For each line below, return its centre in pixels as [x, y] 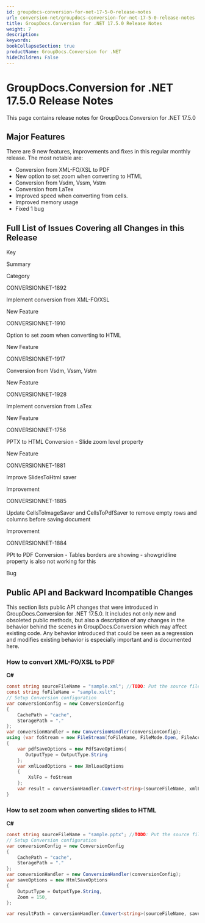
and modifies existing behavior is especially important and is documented [99, 640]
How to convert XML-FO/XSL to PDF [60, 662]
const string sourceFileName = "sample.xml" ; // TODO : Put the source [97, 686]
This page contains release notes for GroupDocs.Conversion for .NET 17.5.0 [101, 117]
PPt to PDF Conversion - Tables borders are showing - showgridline [92, 555]
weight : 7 [19, 29]
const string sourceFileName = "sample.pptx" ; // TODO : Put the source [98, 835]
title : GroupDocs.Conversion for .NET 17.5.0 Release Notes [85, 23]
